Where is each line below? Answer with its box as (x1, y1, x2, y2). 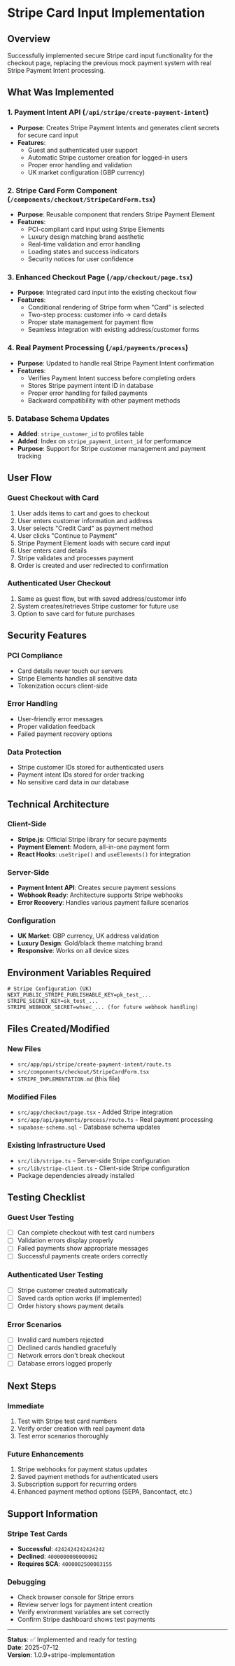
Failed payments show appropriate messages (17, 1244, 149, 1253)
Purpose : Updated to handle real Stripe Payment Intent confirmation (17, 359, 215, 367)
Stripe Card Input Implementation (7, 5, 205, 21)
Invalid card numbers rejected (17, 1335, 104, 1344)
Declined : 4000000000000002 (17, 1553, 98, 1561)
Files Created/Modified (7, 1022, 111, 1034)
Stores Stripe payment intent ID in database (27, 381, 154, 389)
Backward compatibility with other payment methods (27, 396, 180, 404)
